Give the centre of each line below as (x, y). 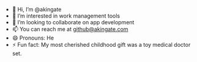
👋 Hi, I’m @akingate (37, 9)
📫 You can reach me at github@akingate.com (70, 29)
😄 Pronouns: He (33, 38)
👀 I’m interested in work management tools (66, 16)
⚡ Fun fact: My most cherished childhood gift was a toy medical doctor (101, 45)
